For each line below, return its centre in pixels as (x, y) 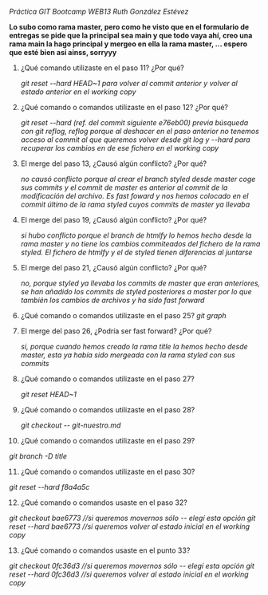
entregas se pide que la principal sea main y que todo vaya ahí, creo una (131, 35)
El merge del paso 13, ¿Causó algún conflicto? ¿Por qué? (113, 164)
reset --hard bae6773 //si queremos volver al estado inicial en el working (130, 526)
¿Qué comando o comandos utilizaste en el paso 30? (108, 471)
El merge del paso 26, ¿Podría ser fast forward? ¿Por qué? (116, 331)
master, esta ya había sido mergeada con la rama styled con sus (128, 355)
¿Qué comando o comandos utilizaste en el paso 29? (108, 441)
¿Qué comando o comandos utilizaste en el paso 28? (108, 410)
